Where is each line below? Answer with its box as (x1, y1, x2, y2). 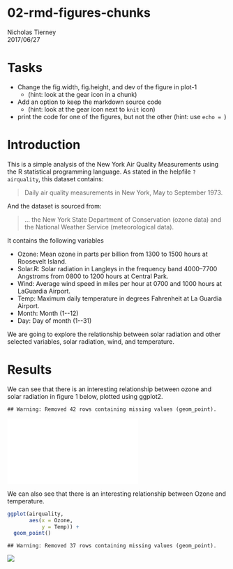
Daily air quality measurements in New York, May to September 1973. (24, 188, 223, 197)
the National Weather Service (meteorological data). (24, 222, 174, 231)
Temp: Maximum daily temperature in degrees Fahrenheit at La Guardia (17, 294, 222, 303)
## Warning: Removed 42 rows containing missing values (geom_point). (7, 406, 217, 413)
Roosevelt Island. (17, 257, 67, 266)
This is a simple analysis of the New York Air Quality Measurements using (7, 160, 219, 168)
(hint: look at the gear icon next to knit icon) (27, 105, 156, 113)
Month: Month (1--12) (17, 309, 79, 317)
